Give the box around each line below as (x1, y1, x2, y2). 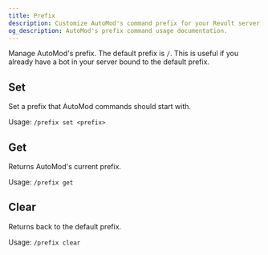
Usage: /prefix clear (8, 237, 81, 247)
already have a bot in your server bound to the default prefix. (8, 57, 210, 67)
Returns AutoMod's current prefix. (8, 162, 122, 171)
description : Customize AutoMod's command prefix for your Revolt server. (8, 19, 264, 27)
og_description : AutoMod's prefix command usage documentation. (8, 26, 228, 34)
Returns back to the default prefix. (8, 221, 122, 231)
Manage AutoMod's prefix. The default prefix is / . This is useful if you (8, 49, 239, 59)
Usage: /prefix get (8, 177, 74, 187)
